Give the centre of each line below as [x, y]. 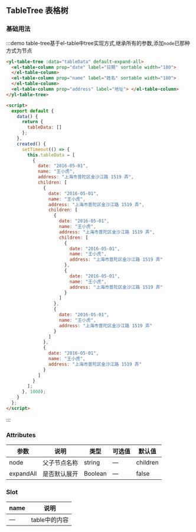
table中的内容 [50, 520]
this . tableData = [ [51, 155]
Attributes [21, 435]
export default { [33, 111]
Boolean [95, 474]
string [92, 463]
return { [32, 122]
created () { [31, 144]
